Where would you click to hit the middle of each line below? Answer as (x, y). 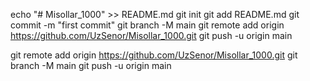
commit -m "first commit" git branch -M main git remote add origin (147, 25)
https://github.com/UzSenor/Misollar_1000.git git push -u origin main (151, 35)
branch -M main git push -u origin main (91, 65)
